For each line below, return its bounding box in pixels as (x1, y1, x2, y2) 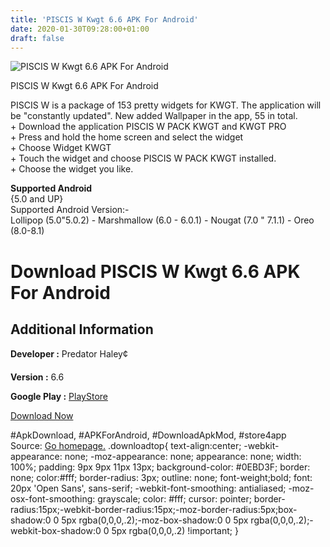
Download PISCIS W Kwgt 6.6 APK (10, 260, 301, 283)
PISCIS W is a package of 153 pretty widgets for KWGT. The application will (10, 99, 322, 111)
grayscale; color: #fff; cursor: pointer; (97, 493, 252, 505)
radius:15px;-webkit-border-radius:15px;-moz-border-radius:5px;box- (10, 504, 298, 516)
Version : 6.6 (10, 371, 65, 383)
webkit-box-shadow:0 (10, 525, 102, 537)
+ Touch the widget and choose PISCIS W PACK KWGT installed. (10, 152, 277, 165)
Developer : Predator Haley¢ (10, 348, 128, 360)
